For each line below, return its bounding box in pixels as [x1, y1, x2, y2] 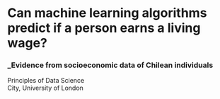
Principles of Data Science [7, 76, 85, 85]
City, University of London [7, 83, 83, 93]
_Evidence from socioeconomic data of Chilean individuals [7, 60, 214, 70]
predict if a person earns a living [7, 20, 201, 36]
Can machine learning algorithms [7, 5, 207, 21]
